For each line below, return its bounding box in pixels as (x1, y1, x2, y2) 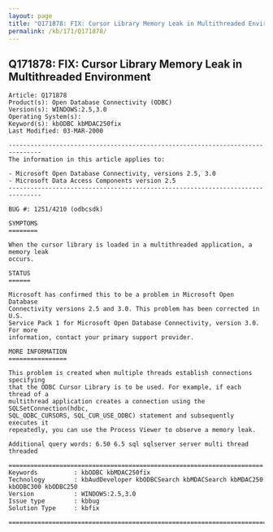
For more (8, 326, 38, 334)
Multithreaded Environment (8, 70, 151, 84)
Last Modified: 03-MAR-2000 (8, 127, 104, 135)
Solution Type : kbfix (8, 504, 100, 512)
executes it (8, 419, 49, 427)
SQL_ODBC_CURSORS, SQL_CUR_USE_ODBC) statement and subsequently (8, 412, 234, 420)
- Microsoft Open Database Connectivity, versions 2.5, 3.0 (8, 170, 217, 178)
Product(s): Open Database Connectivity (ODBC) (8, 98, 173, 107)
